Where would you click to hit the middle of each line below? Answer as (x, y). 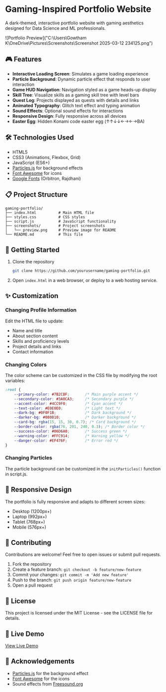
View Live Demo (22, 646)
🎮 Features (24, 59)
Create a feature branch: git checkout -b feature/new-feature (77, 569)
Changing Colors (26, 365)
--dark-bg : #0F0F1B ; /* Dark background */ (73, 413)
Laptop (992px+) (29, 516)
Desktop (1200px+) (32, 511)
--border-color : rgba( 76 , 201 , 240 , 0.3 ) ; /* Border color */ (80, 427)
